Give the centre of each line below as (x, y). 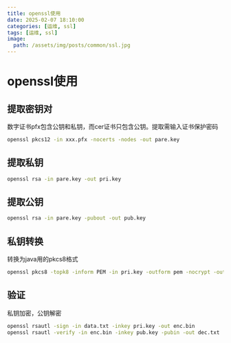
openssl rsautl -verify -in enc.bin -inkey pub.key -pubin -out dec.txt (113, 332)
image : (16, 39)
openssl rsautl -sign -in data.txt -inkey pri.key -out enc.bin (101, 326)
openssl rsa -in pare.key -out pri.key (64, 179)
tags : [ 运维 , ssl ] (32, 33)
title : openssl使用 (34, 13)
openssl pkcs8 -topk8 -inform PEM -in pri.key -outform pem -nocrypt (109, 272)
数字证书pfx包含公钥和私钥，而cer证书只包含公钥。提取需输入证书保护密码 (113, 127)
